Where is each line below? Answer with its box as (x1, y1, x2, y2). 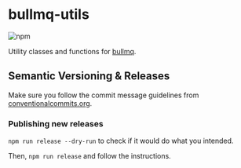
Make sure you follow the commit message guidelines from (8, 90, 199, 100)
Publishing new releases (8, 118, 104, 129)
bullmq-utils (8, 5, 90, 24)
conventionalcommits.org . (8, 98, 93, 108)
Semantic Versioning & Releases (8, 69, 170, 83)
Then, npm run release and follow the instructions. (8, 152, 171, 161)
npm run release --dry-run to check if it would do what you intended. (8, 136, 234, 146)
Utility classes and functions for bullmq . (8, 46, 137, 56)
